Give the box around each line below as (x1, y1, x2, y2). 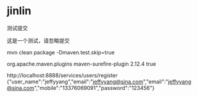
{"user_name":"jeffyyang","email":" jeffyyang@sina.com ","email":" (7, 78, 168, 85)
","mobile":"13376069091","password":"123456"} (34, 84, 155, 91)
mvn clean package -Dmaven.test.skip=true (7, 48, 115, 56)
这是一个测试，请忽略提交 (7, 37, 70, 44)
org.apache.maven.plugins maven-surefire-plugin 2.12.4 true (7, 60, 156, 67)
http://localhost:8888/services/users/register (7, 72, 118, 79)
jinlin (7, 4, 32, 18)
